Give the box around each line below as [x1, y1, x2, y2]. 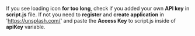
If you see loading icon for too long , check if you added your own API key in [6, 5, 190, 12]
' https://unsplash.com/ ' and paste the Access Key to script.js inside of [6, 17, 176, 24]
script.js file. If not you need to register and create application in [6, 11, 165, 18]
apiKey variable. [6, 23, 46, 30]
